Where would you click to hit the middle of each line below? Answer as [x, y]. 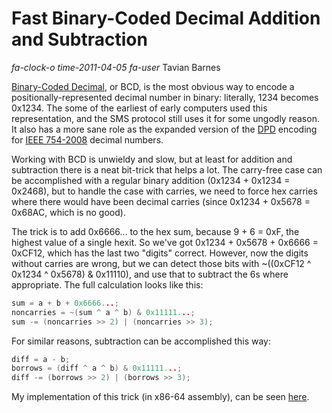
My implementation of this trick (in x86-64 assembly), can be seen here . [160, 397]
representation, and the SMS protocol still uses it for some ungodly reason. [165, 118]
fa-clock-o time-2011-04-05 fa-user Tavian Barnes [116, 67]
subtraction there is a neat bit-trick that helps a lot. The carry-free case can [167, 169]
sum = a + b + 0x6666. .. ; [65, 303]
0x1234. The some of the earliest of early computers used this [139, 108]
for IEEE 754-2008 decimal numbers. [87, 139]
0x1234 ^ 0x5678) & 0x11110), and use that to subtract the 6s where [150, 274]
